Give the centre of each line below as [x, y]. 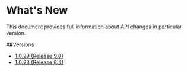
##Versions [20, 44]
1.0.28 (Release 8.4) [39, 62]
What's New [37, 10]
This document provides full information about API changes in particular [94, 27]
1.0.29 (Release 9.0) [39, 56]
